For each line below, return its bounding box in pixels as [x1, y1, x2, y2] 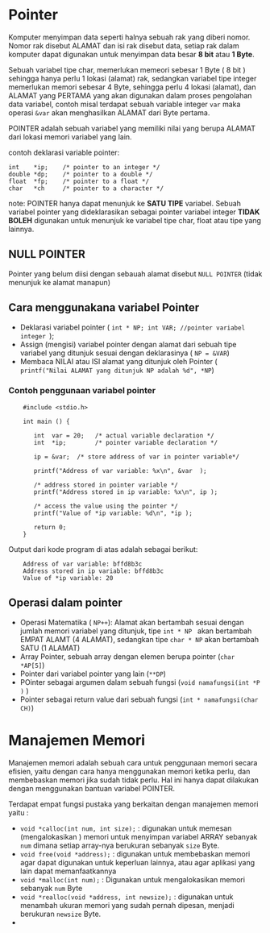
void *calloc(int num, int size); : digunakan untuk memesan [19, 823, 232, 833]
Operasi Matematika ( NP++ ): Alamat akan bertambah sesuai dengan [19, 617, 244, 627]
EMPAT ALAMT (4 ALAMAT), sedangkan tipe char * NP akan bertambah [19, 634, 260, 644]
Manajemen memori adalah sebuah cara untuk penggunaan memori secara [8, 757, 258, 767]
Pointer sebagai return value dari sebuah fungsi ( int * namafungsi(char [19, 695, 259, 704]
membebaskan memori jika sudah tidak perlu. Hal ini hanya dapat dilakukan [8, 775, 260, 785]
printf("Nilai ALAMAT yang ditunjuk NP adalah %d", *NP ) [19, 365, 215, 375]
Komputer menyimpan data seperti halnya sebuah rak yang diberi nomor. [8, 32, 251, 42]
